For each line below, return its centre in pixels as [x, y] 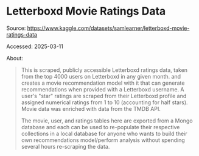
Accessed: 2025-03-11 [35, 46]
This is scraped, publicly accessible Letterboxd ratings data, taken [104, 70]
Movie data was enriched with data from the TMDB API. [91, 108]
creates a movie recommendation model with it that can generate [103, 83]
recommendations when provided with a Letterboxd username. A [103, 89]
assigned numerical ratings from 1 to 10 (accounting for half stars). [104, 102]
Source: [16, 28]
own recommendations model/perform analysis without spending [103, 140]
